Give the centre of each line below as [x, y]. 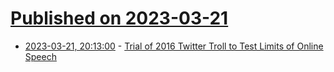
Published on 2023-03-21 [119, 18]
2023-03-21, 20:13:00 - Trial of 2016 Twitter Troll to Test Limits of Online [174, 46]
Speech [40, 56]
